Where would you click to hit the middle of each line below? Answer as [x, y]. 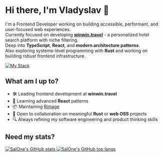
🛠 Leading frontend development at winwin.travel [65, 93]
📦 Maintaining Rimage [36, 106]
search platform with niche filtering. [42, 40]
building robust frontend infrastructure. [45, 56]
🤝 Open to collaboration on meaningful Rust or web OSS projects [79, 113]
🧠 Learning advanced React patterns [50, 101]
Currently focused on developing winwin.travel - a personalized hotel [77, 34]
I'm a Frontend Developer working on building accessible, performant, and [82, 24]
